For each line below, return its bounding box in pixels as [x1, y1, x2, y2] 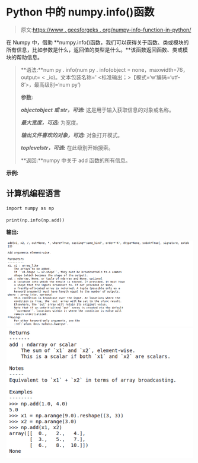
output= [20, 74, 40, 81]
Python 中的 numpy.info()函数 [6, 5, 155, 19]
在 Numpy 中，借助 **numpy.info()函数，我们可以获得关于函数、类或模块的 [6, 39, 189, 46]
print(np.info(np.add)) [6, 217, 65, 223]
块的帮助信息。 [6, 53, 43, 61]
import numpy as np [6, 205, 55, 211]
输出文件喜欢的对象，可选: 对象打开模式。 [20, 131, 123, 138]
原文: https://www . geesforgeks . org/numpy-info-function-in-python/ [20, 26, 191, 33]
